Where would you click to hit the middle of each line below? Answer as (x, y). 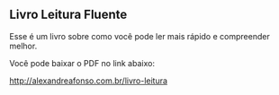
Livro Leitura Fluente (68, 15)
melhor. (23, 46)
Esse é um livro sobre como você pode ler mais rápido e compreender (139, 36)
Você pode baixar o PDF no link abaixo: (82, 63)
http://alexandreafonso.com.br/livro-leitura (89, 81)
